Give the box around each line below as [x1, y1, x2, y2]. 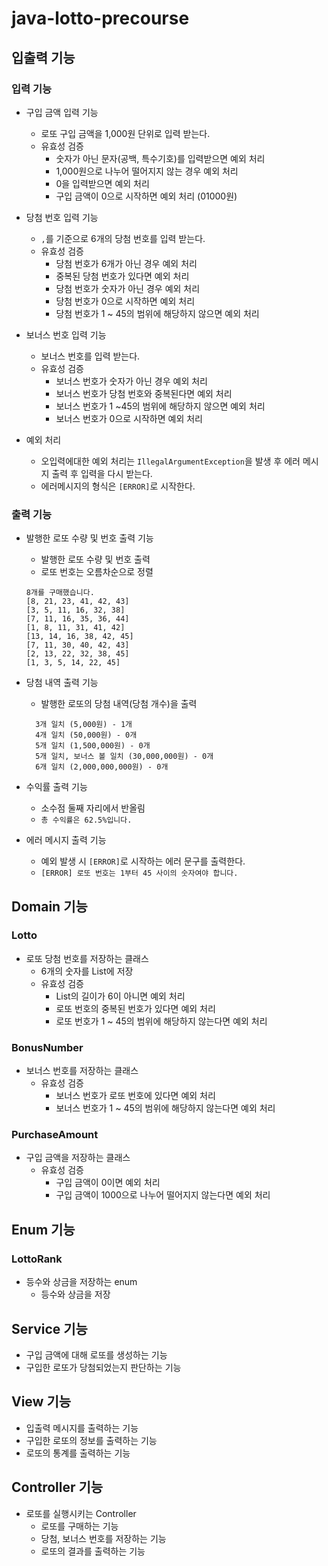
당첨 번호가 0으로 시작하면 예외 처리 [55, 295, 196, 307]
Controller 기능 [11, 1479, 104, 1496]
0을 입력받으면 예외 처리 [55, 177, 150, 189]
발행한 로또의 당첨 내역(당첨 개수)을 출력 [40, 698, 198, 710]
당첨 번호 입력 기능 [25, 211, 99, 223]
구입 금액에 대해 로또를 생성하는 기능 [25, 1348, 168, 1361]
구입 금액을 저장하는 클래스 [25, 1152, 131, 1164]
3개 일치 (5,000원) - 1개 [35, 720, 133, 730]
